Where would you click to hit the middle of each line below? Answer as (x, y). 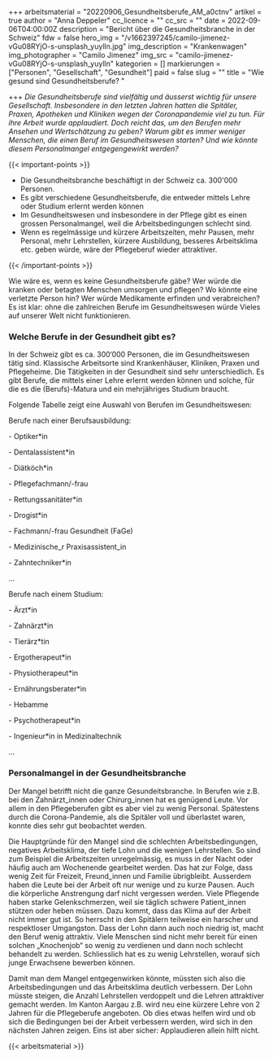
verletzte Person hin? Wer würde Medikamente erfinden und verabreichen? (134, 298)
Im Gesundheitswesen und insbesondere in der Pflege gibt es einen (134, 215)
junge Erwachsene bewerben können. (72, 962)
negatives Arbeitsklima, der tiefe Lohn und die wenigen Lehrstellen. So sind (135, 849)
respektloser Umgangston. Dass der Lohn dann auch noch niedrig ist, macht (136, 928)
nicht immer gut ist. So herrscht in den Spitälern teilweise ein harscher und (133, 919)
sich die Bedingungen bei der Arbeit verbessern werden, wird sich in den (131, 1021)
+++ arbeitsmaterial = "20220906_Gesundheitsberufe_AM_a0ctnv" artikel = (135, 12)
